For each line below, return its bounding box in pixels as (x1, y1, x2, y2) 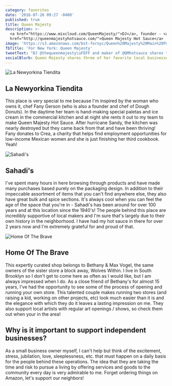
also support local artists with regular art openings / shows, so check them (5, 305, 163, 312)
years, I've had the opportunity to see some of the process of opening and (5, 283, 162, 290)
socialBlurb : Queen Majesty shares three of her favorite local (5, 55, 145, 61)
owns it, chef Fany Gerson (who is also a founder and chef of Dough (5, 103, 149, 109)
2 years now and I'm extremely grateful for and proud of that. (5, 224, 135, 229)
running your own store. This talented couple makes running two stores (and (5, 289, 167, 295)
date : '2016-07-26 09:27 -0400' (5, 12, 74, 17)
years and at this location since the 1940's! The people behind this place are (5, 207, 166, 213)
